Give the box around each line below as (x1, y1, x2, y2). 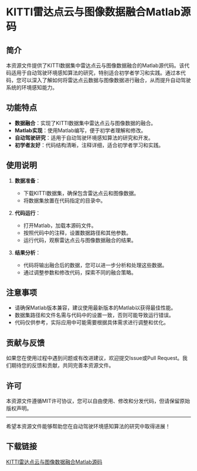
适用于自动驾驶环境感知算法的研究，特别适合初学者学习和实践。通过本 (11, 69, 181, 76)
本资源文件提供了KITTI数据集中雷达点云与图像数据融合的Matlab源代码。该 (6, 62, 185, 69)
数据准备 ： (14, 177, 41, 184)
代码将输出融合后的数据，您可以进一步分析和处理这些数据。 (23, 261, 168, 268)
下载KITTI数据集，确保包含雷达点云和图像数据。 (23, 189, 140, 197)
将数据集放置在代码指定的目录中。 (23, 197, 106, 204)
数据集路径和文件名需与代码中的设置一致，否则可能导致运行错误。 (14, 312, 174, 319)
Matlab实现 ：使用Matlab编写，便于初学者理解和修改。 (14, 127, 147, 134)
